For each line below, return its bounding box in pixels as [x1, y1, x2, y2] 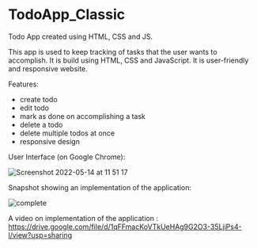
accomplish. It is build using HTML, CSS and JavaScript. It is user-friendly [8, 55, 249, 65]
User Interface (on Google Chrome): [8, 152, 126, 162]
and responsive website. [8, 63, 89, 73]
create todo [19, 94, 58, 104]
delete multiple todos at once [19, 128, 115, 138]
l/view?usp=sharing [8, 230, 73, 239]
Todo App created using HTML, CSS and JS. [8, 32, 153, 41]
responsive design [19, 136, 81, 146]
